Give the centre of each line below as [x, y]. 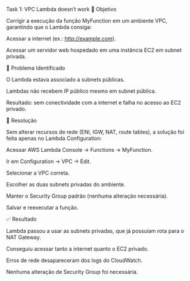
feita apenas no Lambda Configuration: [54, 138]
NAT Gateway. [24, 237]
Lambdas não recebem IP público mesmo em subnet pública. [81, 91]
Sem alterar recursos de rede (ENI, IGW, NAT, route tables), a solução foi [95, 132]
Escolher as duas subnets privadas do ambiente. [66, 184]
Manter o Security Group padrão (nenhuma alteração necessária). [87, 196]
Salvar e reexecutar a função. [42, 207]
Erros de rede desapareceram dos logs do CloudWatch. [74, 260]
